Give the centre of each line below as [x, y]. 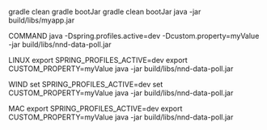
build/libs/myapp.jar [42, 20]
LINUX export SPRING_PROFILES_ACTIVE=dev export [98, 60]
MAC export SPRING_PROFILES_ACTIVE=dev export [95, 109]
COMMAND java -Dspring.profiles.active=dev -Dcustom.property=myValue [134, 36]
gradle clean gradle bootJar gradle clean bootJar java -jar [105, 12]
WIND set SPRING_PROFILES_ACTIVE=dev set [86, 84]
